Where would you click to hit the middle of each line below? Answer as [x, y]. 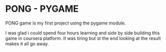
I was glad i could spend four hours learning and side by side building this [82, 33]
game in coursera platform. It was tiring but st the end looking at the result [83, 38]
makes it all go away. [27, 43]
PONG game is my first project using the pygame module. [66, 23]
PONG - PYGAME [42, 9]
